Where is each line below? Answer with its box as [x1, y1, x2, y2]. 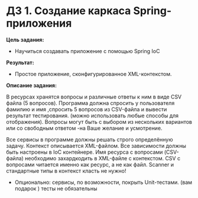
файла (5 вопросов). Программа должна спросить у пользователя [6, 99, 175, 107]
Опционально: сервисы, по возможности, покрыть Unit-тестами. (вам [14, 179, 193, 186]
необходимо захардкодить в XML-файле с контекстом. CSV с [24, 154, 181, 161]
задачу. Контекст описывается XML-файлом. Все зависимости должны [6, 142, 186, 149]
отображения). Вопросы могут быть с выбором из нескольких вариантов [6, 118, 193, 125]
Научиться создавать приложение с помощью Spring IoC [14, 47, 160, 54]
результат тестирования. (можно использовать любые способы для [6, 112, 179, 119]
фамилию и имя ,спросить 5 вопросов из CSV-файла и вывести [6, 105, 167, 113]
